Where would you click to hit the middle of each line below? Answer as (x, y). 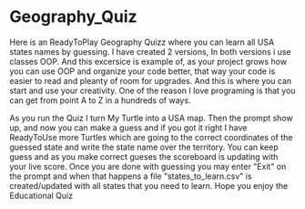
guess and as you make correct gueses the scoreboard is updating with (144, 156)
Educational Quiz (41, 195)
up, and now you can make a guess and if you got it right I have (128, 127)
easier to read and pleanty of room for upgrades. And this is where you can (151, 80)
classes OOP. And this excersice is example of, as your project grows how (148, 61)
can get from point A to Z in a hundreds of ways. (100, 100)
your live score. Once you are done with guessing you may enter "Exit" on (148, 166)
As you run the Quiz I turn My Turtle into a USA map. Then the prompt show (151, 118)
